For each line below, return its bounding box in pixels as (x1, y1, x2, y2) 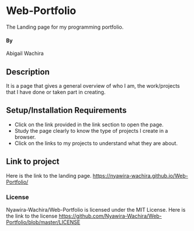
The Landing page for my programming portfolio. (6, 23, 124, 30)
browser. (14, 133, 36, 140)
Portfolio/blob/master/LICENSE (6, 218, 81, 226)
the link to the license (6, 212, 58, 219)
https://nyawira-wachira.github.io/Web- (92, 172, 188, 179)
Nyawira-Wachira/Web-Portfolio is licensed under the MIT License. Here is (6, 206, 186, 213)
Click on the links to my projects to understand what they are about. (14, 139, 178, 147)
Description (6, 67, 50, 77)
